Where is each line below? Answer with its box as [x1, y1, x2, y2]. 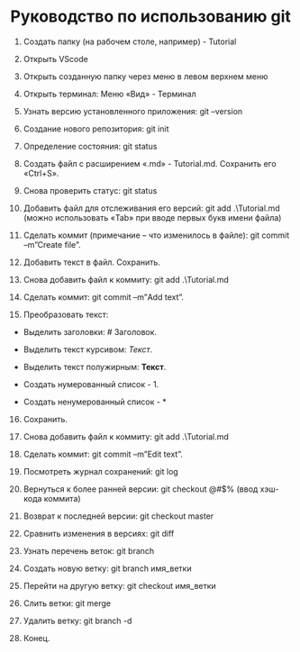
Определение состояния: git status [23, 140, 158, 151]
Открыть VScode [23, 53, 88, 64]
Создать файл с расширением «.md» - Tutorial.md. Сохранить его [23, 158, 277, 168]
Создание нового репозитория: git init [23, 123, 169, 134]
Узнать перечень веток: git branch [23, 545, 155, 556]
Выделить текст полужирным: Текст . [23, 361, 167, 372]
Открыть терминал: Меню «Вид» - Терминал [23, 88, 196, 99]
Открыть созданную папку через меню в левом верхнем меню [23, 70, 268, 82]
